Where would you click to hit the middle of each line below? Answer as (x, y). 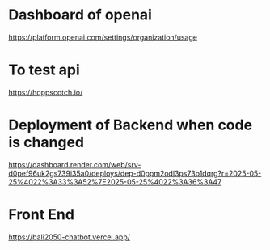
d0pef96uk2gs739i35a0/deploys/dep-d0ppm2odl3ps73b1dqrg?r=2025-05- (135, 173)
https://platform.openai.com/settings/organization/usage (103, 37)
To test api (44, 70)
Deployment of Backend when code (131, 125)
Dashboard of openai (80, 15)
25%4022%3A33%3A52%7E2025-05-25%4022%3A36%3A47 (115, 182)
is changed (46, 142)
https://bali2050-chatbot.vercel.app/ (70, 237)
